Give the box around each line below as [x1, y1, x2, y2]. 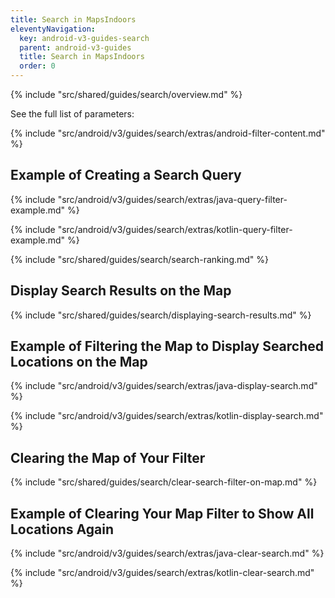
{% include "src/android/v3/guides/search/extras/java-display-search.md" [10, 380, 318, 392]
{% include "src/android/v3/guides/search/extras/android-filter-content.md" [10, 127, 326, 139]
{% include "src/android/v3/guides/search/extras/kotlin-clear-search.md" [10, 567, 315, 579]
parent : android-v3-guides [19, 42, 132, 53]
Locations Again [10, 521, 114, 538]
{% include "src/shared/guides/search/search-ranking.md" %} [10, 253, 270, 265]
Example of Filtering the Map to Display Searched [10, 338, 325, 355]
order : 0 [19, 61, 56, 71]
